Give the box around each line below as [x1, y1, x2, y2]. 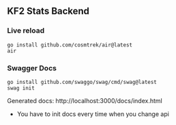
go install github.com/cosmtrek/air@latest [7, 41, 133, 48]
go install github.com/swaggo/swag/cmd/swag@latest [7, 79, 157, 85]
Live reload [7, 26, 45, 36]
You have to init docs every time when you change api [16, 109, 169, 118]
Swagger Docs [7, 63, 57, 72]
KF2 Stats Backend [7, 5, 90, 17]
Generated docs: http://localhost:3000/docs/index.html [7, 96, 162, 105]
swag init [7, 85, 35, 92]
